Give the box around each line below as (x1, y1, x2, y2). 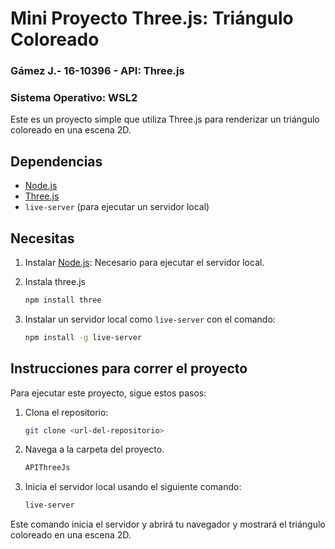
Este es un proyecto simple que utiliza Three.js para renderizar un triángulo (10, 113, 320, 126)
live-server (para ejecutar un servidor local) (24, 201, 210, 213)
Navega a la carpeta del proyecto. (24, 443, 165, 456)
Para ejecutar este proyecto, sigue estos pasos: (10, 387, 207, 399)
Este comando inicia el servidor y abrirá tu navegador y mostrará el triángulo (10, 518, 326, 531)
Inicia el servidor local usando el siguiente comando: (24, 481, 242, 493)
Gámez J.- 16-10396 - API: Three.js (10, 64, 185, 78)
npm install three (24, 295, 102, 306)
